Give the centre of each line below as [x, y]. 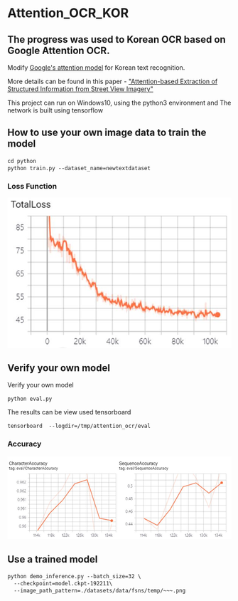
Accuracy [25, 444]
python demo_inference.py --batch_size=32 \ [74, 577]
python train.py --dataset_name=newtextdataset [79, 168]
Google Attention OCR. [59, 50]
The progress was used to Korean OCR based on [117, 40]
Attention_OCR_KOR [68, 13]
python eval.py [30, 399]
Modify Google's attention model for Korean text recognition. [96, 68]
